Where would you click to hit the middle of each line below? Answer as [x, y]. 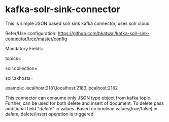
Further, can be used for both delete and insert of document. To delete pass [84, 103]
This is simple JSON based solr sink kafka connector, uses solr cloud [77, 23]
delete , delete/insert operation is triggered [49, 114]
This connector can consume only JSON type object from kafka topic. [78, 98]
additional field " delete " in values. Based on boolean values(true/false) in [81, 108]
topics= [13, 58]
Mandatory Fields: [24, 48]
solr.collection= [21, 68]
